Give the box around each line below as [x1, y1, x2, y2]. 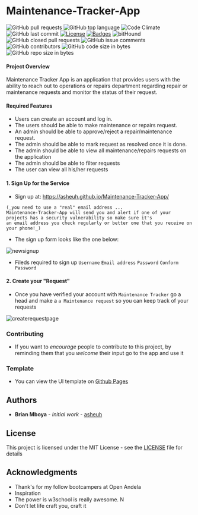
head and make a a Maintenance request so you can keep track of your [14, 297, 189, 304]
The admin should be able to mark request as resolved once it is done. [14, 141, 187, 148]
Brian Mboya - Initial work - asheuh [14, 411, 103, 418]
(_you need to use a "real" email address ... [6, 204, 123, 211]
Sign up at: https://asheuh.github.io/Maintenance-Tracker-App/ [14, 193, 169, 200]
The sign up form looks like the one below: [14, 235, 119, 243]
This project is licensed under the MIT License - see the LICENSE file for [6, 444, 183, 451]
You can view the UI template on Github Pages [14, 378, 129, 385]
